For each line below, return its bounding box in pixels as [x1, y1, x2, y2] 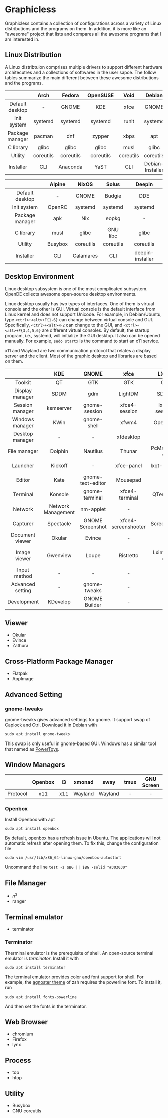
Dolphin [50, 448, 69, 455]
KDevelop [48, 598, 71, 605]
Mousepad [116, 476, 141, 483]
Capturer [12, 520, 34, 527]
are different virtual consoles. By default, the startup [42, 327, 150, 333]
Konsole [49, 491, 69, 498]
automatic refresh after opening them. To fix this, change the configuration [5, 840, 159, 846]
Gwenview [47, 552, 72, 559]
